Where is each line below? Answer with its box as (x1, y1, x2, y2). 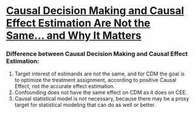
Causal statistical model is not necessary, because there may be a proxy (14, 95, 189, 102)
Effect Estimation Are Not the (6, 16, 150, 30)
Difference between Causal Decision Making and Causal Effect (6, 50, 189, 58)
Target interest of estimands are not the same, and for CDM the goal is (14, 70, 185, 77)
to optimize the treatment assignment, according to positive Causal (14, 77, 177, 84)
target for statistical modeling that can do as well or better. (14, 101, 156, 109)
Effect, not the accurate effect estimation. (14, 83, 115, 90)
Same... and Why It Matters (6, 29, 142, 42)
